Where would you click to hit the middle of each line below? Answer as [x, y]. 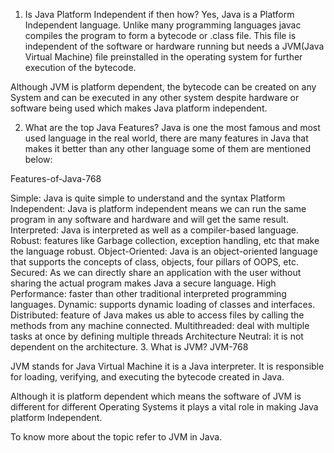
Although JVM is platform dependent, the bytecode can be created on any [163, 87]
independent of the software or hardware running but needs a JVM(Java [174, 46]
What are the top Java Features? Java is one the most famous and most [172, 127]
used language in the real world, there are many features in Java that [166, 138]
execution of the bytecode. [80, 67]
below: [38, 159]
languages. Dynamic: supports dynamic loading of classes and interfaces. [163, 304]
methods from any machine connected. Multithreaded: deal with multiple [160, 325]
